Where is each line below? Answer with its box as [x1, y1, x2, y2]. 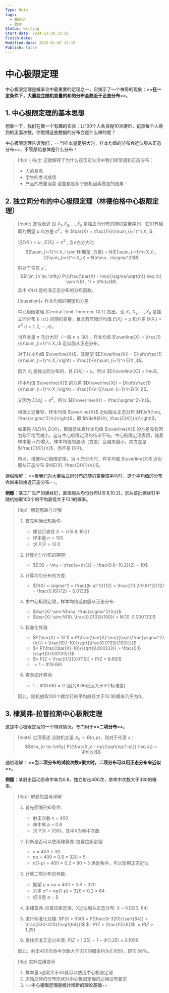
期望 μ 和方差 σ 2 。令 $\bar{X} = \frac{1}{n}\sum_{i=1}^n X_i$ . [26, 227, 154, 234]
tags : [5, 12, 17, 17]
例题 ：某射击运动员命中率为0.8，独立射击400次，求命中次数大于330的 [5, 776, 152, 782]
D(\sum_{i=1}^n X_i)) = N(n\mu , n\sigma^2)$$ [43, 255, 139, 261]
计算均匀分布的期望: [25, 552, 67, 558]
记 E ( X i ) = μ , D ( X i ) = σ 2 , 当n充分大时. [17, 238, 96, 246]
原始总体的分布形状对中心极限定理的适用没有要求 [25, 976, 127, 982]
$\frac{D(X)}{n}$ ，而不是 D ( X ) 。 [17, 445, 86, 451]
